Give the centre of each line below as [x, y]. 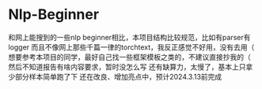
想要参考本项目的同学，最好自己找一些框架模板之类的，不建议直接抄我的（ [129, 57]
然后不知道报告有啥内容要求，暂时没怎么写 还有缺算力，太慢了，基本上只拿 [131, 67]
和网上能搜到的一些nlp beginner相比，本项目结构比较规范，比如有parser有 [129, 37]
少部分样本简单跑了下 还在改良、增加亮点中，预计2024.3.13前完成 [115, 76]
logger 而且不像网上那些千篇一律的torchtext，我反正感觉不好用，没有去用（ [131, 47]
